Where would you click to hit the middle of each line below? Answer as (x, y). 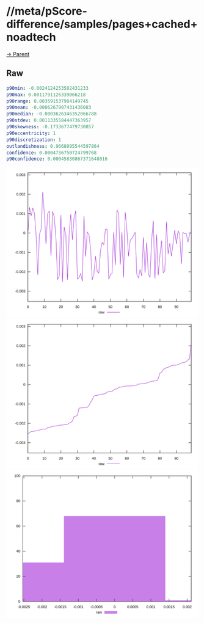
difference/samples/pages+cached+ (102, 24)
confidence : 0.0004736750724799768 (52, 153)
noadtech (31, 37)
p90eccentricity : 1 (31, 133)
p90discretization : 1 (34, 140)
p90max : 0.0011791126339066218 (46, 95)
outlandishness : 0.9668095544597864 (53, 146)
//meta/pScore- (47, 11)
